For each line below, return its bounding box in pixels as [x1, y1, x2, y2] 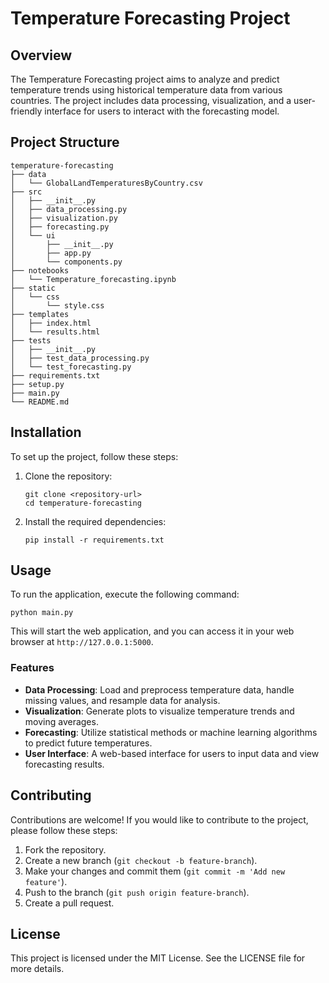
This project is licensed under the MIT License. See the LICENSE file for [10, 952, 306, 964]
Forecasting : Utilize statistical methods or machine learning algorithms [24, 726, 318, 738]
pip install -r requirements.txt [24, 535, 165, 545]
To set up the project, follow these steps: [10, 450, 179, 462]
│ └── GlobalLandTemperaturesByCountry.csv [10, 178, 203, 188]
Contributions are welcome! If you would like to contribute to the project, [10, 813, 309, 826]
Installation [10, 424, 82, 441]
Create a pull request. [24, 897, 115, 909]
